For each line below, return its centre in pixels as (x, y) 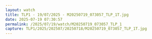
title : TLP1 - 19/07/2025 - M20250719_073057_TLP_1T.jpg (67, 15)
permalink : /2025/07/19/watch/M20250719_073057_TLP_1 (64, 24)
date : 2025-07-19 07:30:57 (34, 19)
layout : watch (20, 10)
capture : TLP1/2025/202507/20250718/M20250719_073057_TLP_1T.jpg (76, 29)
